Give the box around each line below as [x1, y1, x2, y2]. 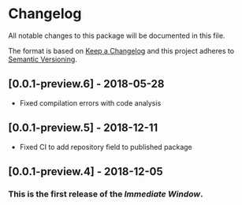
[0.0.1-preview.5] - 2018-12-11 [8, 121, 158, 135]
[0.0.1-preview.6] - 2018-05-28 [8, 77, 165, 91]
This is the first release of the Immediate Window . [8, 188, 203, 199]
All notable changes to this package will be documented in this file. [8, 31, 225, 40]
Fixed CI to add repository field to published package [19, 142, 192, 151]
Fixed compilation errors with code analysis [19, 98, 162, 107]
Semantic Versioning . [8, 54, 77, 64]
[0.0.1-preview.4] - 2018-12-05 [8, 165, 163, 178]
